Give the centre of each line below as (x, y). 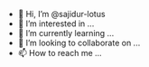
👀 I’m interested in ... (56, 24)
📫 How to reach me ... (60, 53)
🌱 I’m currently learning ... (66, 33)
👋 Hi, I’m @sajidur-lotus (61, 14)
